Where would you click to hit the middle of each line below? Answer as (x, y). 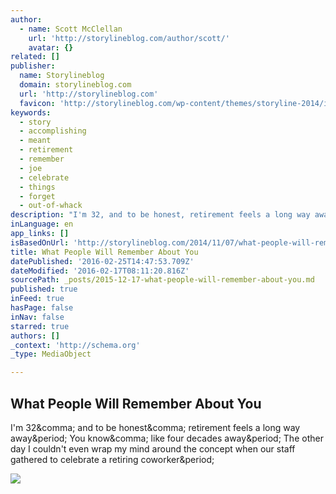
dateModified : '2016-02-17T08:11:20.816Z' (100, 271)
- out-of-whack (51, 206)
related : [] (35, 57)
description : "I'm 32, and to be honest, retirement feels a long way (160, 215)
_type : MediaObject (51, 354)
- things (37, 187)
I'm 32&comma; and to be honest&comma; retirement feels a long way (155, 427)
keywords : (31, 112)
